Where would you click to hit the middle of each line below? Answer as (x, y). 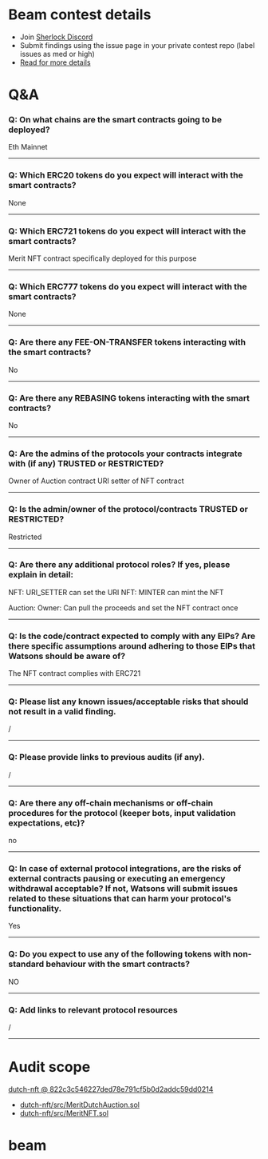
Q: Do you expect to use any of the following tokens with (120, 954)
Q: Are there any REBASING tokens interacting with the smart (129, 398)
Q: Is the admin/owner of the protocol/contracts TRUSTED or (128, 510)
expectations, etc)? (47, 823)
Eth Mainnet (28, 147)
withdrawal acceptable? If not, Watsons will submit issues (123, 888)
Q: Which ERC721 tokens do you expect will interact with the (127, 231)
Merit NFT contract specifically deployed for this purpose (102, 258)
